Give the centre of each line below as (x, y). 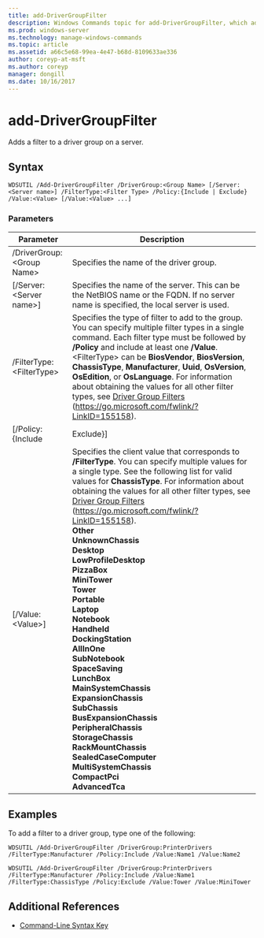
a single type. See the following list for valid (152, 471)
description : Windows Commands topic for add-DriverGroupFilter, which (128, 23)
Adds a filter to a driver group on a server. (76, 142)
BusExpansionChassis (115, 717)
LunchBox (92, 678)
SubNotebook (99, 658)
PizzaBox (90, 570)
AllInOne (89, 649)
